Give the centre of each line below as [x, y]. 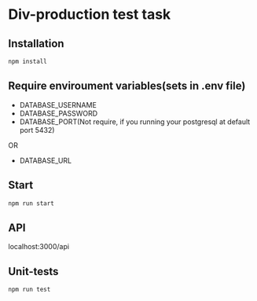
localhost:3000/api [39, 247]
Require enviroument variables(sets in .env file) [127, 86]
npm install [28, 61]
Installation [36, 44]
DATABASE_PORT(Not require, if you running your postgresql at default [135, 121]
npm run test [29, 289]
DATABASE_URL [46, 160]
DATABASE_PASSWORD [59, 113]
